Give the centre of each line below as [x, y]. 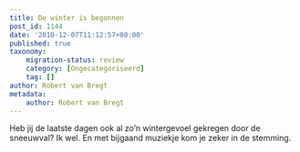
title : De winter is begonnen [67, 18]
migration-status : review [75, 60]
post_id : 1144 [36, 26]
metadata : [28, 94]
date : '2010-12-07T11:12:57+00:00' [77, 35]
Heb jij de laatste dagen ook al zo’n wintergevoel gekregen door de [135, 128]
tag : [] [40, 77]
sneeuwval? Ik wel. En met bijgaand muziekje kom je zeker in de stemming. [150, 138]
